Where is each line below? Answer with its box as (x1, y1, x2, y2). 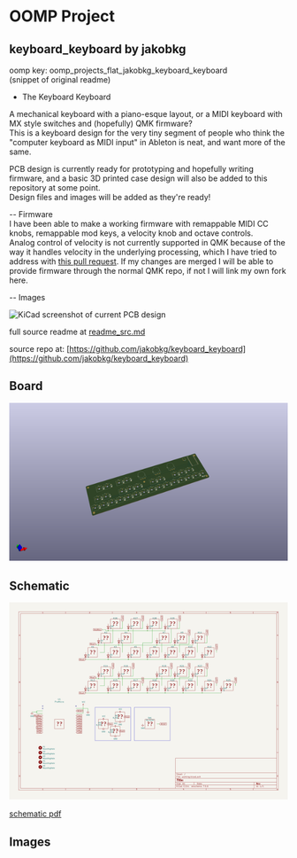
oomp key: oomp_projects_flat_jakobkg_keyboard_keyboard (9, 65, 228, 75)
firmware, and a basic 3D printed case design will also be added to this (9, 173, 268, 183)
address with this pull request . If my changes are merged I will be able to (9, 256, 274, 267)
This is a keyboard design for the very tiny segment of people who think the (9, 128, 286, 138)
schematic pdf (9, 808, 62, 819)
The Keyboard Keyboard (21, 91, 111, 102)
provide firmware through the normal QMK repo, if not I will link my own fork (9, 266, 286, 276)
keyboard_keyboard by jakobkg (9, 42, 187, 57)
